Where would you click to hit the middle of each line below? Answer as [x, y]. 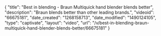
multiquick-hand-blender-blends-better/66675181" [56, 28]
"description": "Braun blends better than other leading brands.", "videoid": [80, 12]
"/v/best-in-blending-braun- [121, 23]
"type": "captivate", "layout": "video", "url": [48, 23]
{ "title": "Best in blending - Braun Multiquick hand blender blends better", [79, 7]
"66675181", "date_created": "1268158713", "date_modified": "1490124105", [80, 18]
